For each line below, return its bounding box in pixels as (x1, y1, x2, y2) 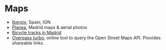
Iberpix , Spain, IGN (11, 19, 51, 25)
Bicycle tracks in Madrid (11, 29, 62, 35)
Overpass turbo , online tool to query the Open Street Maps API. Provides (11, 35, 161, 41)
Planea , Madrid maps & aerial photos (11, 24, 87, 30)
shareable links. (11, 40, 44, 46)
